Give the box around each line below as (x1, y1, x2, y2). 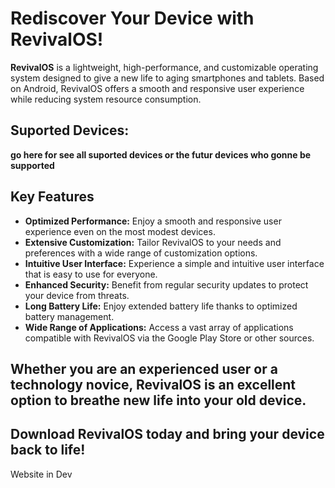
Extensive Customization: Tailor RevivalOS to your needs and (24, 236, 282, 248)
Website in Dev (10, 468, 73, 480)
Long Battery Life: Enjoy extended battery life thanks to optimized (24, 300, 298, 312)
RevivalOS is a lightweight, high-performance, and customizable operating (10, 61, 319, 73)
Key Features (10, 188, 95, 206)
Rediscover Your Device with (10, 7, 255, 30)
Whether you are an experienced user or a (10, 360, 278, 377)
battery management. (24, 310, 115, 322)
